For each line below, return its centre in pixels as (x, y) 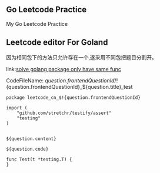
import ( (17, 108)
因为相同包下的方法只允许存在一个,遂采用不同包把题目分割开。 (82, 57)
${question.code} (27, 149)
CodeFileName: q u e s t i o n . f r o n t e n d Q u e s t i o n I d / (61, 80)
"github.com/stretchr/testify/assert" (64, 113)
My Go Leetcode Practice (37, 24)
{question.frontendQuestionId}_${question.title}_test (69, 86)
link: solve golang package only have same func (64, 69)
